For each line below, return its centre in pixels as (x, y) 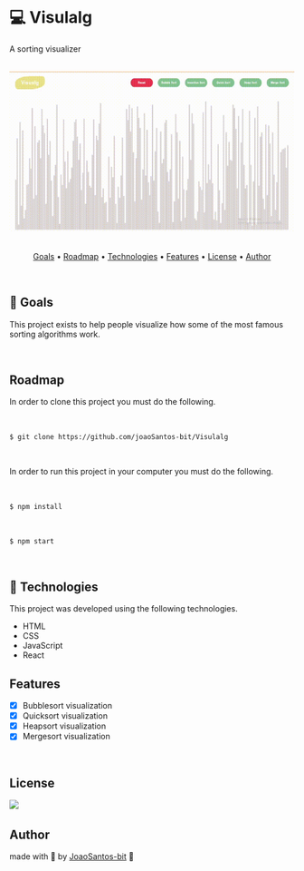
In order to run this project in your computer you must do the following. (142, 472)
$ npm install (36, 507)
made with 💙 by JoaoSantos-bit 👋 (71, 856)
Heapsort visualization (64, 726)
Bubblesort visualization (67, 706)
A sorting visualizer (45, 49)
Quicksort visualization (65, 716)
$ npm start (32, 542)
